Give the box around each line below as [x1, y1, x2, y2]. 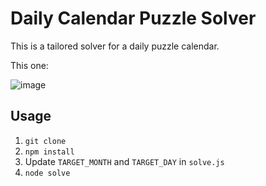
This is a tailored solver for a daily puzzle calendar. [10, 40, 220, 52]
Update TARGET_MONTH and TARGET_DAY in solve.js [24, 155, 225, 167]
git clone [24, 136, 67, 146]
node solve [24, 168, 71, 178]
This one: [10, 59, 49, 71]
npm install [24, 147, 75, 157]
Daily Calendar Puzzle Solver [10, 7, 257, 30]
